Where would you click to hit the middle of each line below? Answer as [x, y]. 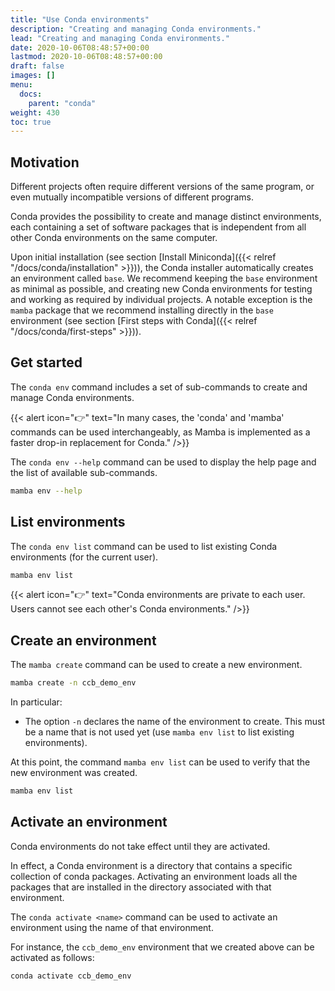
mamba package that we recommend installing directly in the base [142, 310]
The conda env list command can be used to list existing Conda [144, 546]
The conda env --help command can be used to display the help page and [163, 462]
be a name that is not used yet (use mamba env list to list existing [159, 732]
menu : [21, 85]
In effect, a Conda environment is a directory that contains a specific [151, 865]
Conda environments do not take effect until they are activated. [140, 846]
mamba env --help [46, 491]
